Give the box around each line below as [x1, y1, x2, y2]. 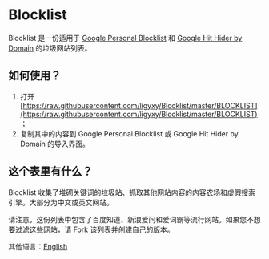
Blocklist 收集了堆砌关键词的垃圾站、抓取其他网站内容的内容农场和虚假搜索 [8, 187, 256, 197]
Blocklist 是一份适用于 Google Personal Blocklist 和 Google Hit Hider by [8, 33, 243, 42]
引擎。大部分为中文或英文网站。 [8, 197, 114, 207]
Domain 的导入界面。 [19, 139, 90, 148]
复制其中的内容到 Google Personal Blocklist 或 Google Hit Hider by [19, 128, 239, 138]
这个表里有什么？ [8, 164, 93, 178]
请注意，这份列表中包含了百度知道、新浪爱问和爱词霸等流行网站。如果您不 [8, 214, 254, 224]
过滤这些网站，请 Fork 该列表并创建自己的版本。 [14, 225, 175, 234]
